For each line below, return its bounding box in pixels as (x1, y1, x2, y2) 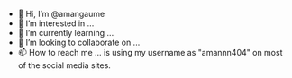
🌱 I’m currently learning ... (17, 28, 114, 38)
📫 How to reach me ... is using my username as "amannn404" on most (17, 48, 283, 57)
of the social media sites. (17, 60, 111, 71)
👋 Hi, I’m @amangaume (17, 9, 105, 19)
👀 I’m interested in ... (17, 18, 95, 29)
